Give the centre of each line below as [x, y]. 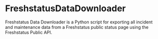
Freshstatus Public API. [29, 32]
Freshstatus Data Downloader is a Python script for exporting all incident [79, 22]
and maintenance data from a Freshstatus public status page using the [77, 27]
